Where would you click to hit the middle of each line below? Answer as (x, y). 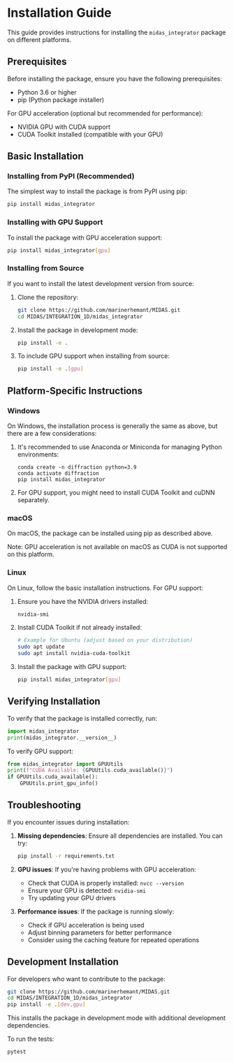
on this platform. (31, 554)
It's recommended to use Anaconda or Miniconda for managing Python (119, 447)
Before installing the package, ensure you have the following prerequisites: (115, 78)
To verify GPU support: (40, 751)
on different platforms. (39, 39)
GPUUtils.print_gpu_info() (59, 784)
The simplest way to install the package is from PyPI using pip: (97, 191)
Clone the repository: (48, 297)
